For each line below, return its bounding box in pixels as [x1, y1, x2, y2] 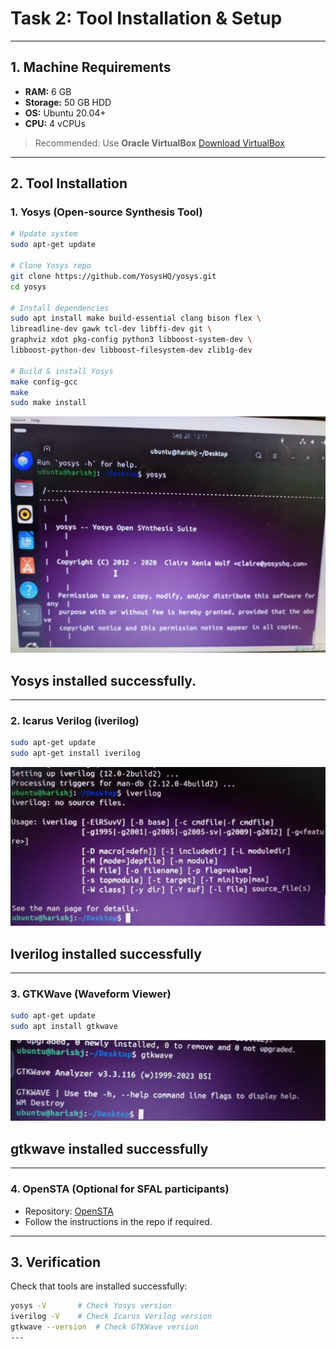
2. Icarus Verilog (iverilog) [10, 714, 140, 728]
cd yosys [10, 282, 47, 292]
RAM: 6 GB [24, 85, 72, 97]
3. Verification [10, 1253, 102, 1271]
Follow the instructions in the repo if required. [24, 1215, 213, 1227]
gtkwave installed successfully [10, 1140, 209, 1157]
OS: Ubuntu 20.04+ [24, 107, 107, 119]
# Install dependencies [10, 303, 110, 313]
